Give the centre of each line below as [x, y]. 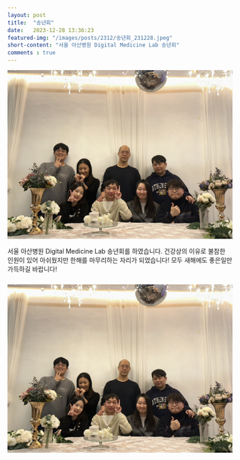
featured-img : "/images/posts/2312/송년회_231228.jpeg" [90, 38]
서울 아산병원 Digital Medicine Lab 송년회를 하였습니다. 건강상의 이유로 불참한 [116, 251]
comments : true [31, 53]
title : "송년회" [31, 22]
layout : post [27, 15]
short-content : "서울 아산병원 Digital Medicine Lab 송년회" [94, 45]
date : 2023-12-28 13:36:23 [51, 30]
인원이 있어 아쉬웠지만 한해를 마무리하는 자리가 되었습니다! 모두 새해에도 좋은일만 [120, 260]
